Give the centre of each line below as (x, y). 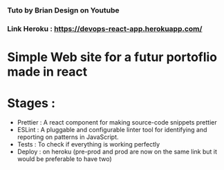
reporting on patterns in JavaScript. (68, 137)
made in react (47, 72)
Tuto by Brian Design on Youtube (63, 10)
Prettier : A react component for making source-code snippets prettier (117, 122)
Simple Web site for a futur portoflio (112, 57)
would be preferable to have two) (64, 159)
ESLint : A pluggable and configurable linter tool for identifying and (112, 129)
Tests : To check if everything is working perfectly (88, 144)
